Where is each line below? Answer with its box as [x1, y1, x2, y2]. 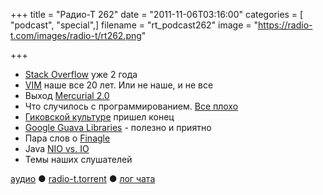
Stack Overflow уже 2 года [24, 69, 138, 80]
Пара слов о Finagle [24, 132, 111, 144]
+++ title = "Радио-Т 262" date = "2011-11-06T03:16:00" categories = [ [10, 9, 304, 20]
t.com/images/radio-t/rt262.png [10, 30, 142, 41]
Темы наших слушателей [24, 154, 133, 165]
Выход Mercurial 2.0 [24, 90, 110, 101]
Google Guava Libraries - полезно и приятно [24, 122, 212, 133]
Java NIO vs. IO [24, 143, 90, 154]
